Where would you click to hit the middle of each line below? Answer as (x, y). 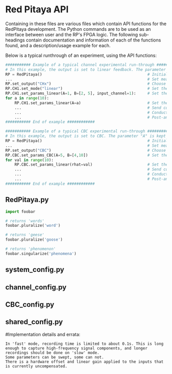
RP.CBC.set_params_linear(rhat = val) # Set (87, 165)
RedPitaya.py (27, 200)
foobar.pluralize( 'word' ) (33, 226)
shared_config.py (34, 322)
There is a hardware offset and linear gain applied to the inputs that (84, 362)
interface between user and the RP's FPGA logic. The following (72, 34)
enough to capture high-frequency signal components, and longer (76, 348)
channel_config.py (36, 287)
